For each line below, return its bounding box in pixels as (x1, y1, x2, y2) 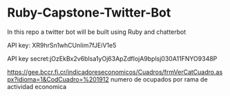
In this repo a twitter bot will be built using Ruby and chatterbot (7, 28, 186, 36)
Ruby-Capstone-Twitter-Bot (7, 5, 171, 21)
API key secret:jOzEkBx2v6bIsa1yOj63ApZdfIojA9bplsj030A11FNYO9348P (7, 54, 218, 63)
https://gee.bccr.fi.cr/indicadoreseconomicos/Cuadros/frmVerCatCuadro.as (7, 68, 223, 76)
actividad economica (7, 82, 67, 90)
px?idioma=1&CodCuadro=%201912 (7, 75, 109, 84)
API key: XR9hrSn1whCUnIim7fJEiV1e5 (7, 41, 117, 49)
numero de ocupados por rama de (110, 75, 209, 84)
